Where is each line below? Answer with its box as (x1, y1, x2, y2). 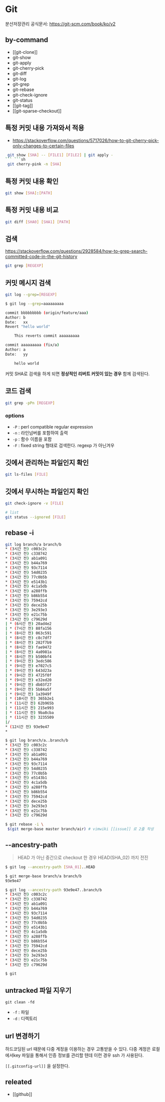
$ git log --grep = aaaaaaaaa (5, 301, 64, 306)
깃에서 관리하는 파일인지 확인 (5, 459, 89, 467)
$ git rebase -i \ (5, 822, 44, 827)
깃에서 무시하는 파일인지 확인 (5, 487, 89, 496)
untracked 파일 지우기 (5, 986, 72, 994)
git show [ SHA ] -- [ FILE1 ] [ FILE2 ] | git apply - (7, 152, 113, 157)
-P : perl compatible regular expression (12, 423, 93, 430)
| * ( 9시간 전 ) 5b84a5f (5, 687, 52, 692)
